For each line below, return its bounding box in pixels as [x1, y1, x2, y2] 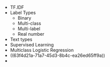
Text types [10, 36, 32, 42]
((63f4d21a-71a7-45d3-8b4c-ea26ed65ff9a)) [10, 52, 105, 58]
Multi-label [17, 26, 41, 32]
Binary [17, 15, 31, 21]
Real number [17, 31, 45, 37]
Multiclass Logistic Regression [10, 47, 74, 53]
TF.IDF [10, 5, 24, 10]
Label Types [10, 10, 36, 16]
